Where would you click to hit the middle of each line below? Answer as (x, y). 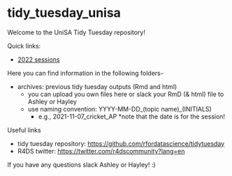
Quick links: (24, 46)
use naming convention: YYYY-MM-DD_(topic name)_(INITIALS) (119, 109)
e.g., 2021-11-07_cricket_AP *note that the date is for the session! (132, 116)
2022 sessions (38, 59)
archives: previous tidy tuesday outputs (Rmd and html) (97, 86)
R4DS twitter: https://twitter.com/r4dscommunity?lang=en (101, 151)
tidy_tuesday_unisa (64, 13)
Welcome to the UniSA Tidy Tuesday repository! (76, 32)
